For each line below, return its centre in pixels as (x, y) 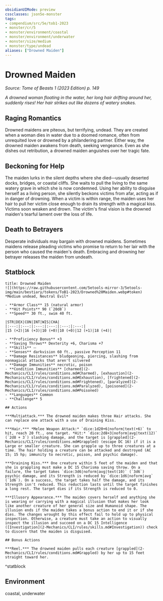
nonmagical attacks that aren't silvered (48, 360)
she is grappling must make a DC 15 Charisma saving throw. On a (72, 467)
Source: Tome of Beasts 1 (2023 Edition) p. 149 (52, 88)
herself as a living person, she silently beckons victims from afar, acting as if (82, 193)
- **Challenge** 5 (24, 399)
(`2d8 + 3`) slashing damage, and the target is (55, 437)
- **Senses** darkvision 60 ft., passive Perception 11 (63, 352)
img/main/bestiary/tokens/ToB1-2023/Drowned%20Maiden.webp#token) (74, 292)
